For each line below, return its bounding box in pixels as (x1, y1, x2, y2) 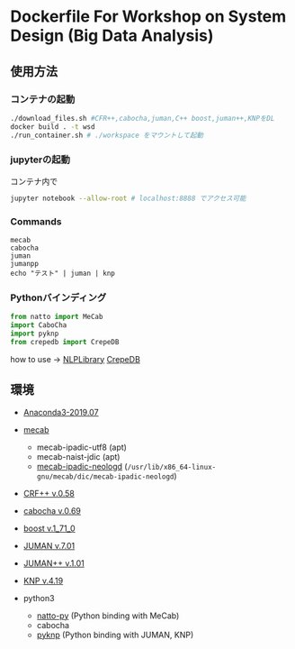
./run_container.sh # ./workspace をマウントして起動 (10, 131, 203, 140)
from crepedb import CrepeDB (10, 337, 120, 346)
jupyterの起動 (10, 153, 71, 166)
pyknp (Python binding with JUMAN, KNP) (36, 629, 194, 640)
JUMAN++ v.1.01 (22, 557, 85, 569)
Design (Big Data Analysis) (10, 25, 214, 46)
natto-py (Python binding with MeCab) (36, 610, 180, 621)
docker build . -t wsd (10, 122, 95, 132)
